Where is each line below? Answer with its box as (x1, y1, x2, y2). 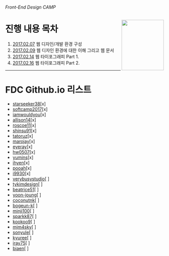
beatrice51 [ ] (12, 186, 39, 193)
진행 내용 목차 (5, 23, 58, 35)
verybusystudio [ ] (12, 176, 49, 182)
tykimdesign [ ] (12, 181, 43, 187)
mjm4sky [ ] (12, 224, 36, 230)
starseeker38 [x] (12, 101, 46, 107)
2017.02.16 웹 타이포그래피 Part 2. (12, 59, 80, 66)
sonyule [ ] (12, 229, 34, 235)
